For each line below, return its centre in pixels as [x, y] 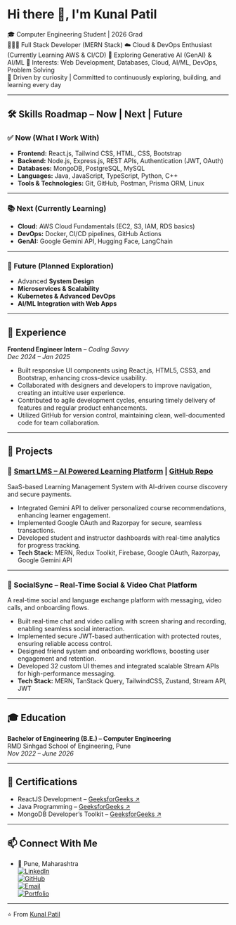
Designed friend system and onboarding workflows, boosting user [113, 651]
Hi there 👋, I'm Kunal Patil [82, 14]
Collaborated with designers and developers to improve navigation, [114, 385]
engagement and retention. [57, 659]
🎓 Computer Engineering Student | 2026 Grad [75, 34]
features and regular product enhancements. [82, 408]
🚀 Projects [30, 452]
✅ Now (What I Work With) [53, 138]
